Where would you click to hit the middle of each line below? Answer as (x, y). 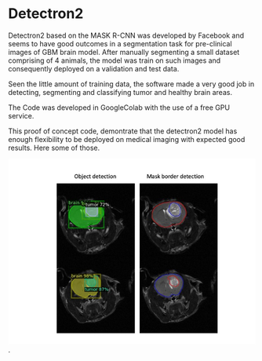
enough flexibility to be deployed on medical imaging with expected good (127, 139)
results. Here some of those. (54, 148)
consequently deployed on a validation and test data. (94, 68)
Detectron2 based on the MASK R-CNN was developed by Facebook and (126, 35)
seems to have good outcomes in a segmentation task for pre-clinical (120, 43)
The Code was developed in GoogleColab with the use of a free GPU (119, 108)
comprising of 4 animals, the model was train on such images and (115, 60)
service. (21, 115)
